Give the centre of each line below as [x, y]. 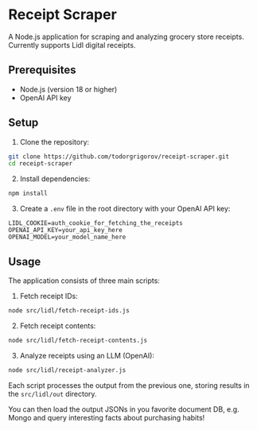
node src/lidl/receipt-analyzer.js [67, 370]
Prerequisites [42, 70]
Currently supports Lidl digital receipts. [72, 45]
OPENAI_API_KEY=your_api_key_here [66, 230]
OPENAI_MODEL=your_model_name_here [67, 237]
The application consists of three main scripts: [84, 281]
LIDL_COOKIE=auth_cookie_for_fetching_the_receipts [95, 223]
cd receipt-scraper [41, 164]
